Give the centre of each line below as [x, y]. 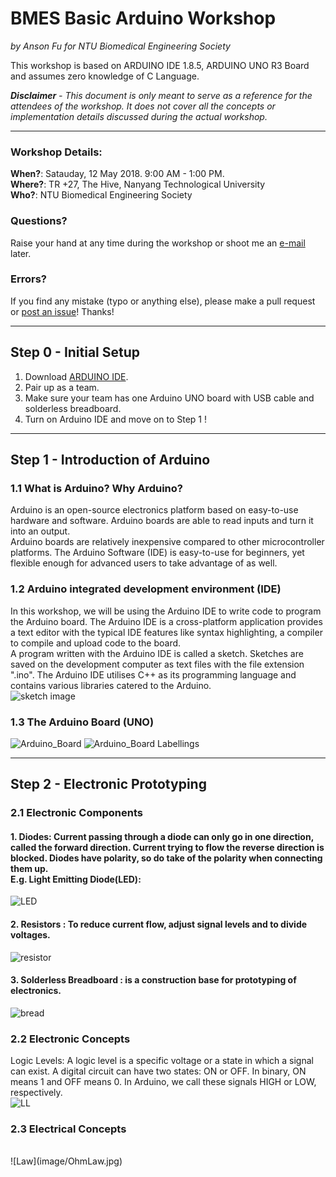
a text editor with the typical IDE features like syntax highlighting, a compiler [166, 632]
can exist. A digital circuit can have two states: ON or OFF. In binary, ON [158, 1071]
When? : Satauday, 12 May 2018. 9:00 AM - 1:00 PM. [117, 174]
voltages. [30, 935]
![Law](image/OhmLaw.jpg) [66, 1161]
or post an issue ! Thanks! [62, 311]
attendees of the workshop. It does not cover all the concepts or [143, 106]
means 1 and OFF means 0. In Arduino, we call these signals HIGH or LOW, [163, 1082]
